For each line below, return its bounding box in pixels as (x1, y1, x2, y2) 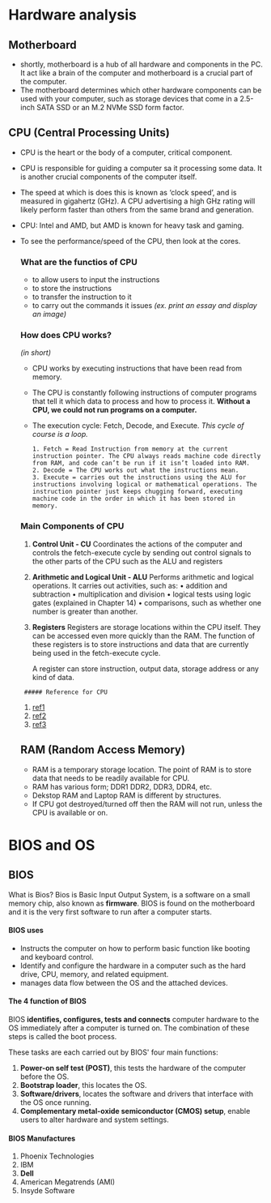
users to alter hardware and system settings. (19, 1115, 169, 1124)
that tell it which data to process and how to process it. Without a (32, 396, 251, 406)
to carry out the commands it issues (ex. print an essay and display (32, 301, 257, 310)
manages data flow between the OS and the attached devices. (19, 978, 228, 987)
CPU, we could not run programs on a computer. (32, 405, 197, 415)
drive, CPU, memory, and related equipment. (19, 969, 169, 978)
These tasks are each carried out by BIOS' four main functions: (8, 1047, 218, 1057)
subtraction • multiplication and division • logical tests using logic (32, 589, 252, 599)
